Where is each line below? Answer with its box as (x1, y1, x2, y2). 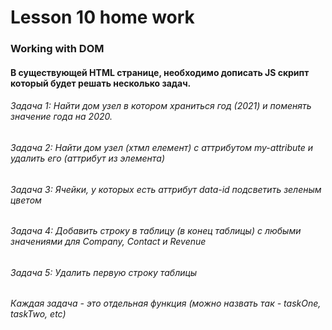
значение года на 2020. (10, 111, 113, 123)
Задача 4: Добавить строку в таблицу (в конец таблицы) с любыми (10, 225, 302, 237)
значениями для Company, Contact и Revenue (10, 236, 207, 248)
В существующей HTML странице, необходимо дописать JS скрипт (10, 66, 310, 78)
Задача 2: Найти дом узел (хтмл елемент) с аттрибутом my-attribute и (10, 141, 313, 153)
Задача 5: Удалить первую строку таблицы (10, 266, 198, 278)
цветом (10, 194, 42, 206)
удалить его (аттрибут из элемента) (10, 152, 166, 164)
